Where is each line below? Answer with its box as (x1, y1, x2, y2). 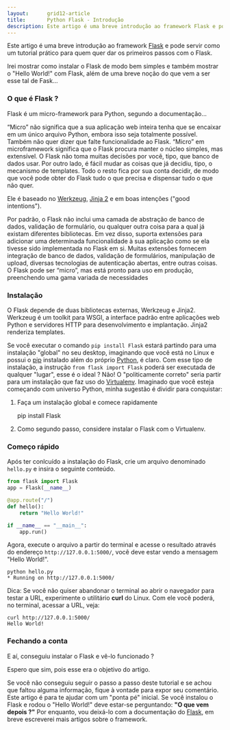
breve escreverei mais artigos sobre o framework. (7, 715, 148, 723)
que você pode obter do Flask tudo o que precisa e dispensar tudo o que (7, 174, 214, 182)
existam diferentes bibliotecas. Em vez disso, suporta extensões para (7, 229, 203, 237)
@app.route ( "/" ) (7, 497, 53, 504)
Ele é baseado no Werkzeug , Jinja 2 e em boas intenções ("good (7, 194, 190, 202)
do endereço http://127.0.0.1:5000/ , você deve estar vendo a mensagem (7, 548, 218, 556)
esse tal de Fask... (7, 77, 58, 85)
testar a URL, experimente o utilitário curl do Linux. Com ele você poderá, (7, 594, 215, 602)
